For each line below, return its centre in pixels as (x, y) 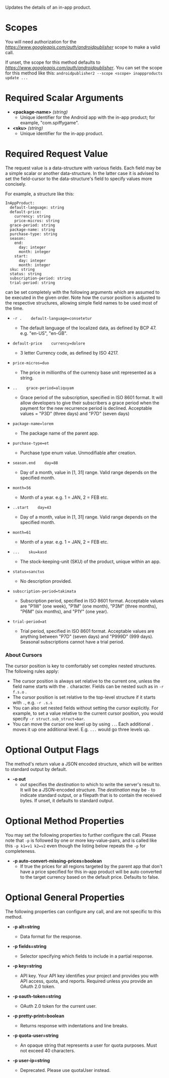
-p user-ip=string (31, 1060)
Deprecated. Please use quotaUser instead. (65, 1070)
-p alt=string (26, 926)
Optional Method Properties (65, 821)
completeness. (21, 851)
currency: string (33, 216)
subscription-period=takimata (44, 591)
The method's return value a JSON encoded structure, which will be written (84, 764)
